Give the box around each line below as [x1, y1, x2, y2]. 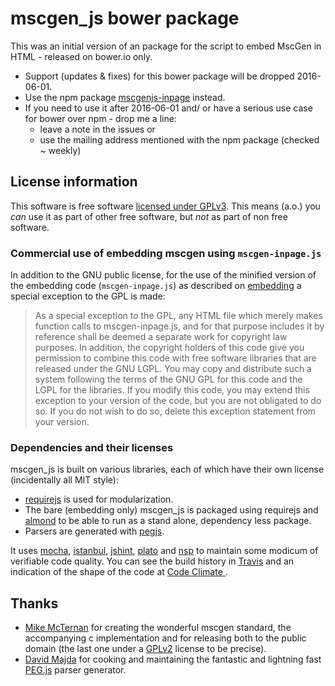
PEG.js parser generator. [24, 664, 127, 676]
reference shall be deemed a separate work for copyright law [34, 331, 288, 343]
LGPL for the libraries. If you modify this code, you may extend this [34, 384, 310, 396]
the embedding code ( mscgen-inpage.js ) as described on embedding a [10, 280, 302, 292]
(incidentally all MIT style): [10, 474, 120, 486]
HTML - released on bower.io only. [10, 50, 153, 62]
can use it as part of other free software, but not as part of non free [10, 210, 288, 222]
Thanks [10, 595, 59, 612]
